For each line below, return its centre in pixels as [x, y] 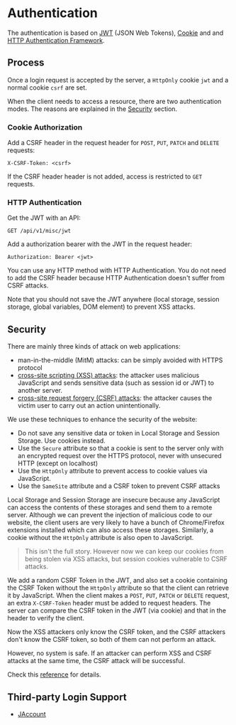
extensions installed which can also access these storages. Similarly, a [111, 530]
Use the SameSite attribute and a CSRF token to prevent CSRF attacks [119, 486]
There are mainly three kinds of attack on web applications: [94, 346]
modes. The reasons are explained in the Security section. [92, 109]
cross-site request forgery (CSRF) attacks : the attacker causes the [115, 398]
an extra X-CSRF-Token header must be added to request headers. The [109, 603]
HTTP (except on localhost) [58, 463]
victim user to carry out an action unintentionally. [89, 406]
